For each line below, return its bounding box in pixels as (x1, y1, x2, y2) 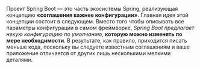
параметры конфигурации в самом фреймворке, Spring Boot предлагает (6, 24, 195, 31)
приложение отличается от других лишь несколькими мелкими (6, 50, 171, 56)
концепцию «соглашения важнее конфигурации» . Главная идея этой (6, 11, 189, 19)
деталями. (6, 56, 33, 63)
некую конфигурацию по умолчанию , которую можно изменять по (6, 31, 183, 38)
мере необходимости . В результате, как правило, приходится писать (6, 37, 188, 44)
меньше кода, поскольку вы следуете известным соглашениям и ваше (6, 43, 190, 50)
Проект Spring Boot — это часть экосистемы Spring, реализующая (6, 5, 178, 12)
